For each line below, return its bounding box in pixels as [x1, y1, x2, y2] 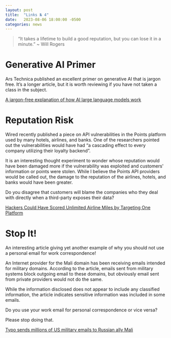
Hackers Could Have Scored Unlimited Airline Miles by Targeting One [5, 205, 151, 211]
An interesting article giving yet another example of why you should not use [5, 245, 164, 251]
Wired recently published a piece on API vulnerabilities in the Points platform [5, 131, 166, 138]
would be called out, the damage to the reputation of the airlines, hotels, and [5, 174, 166, 180]
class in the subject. [5, 87, 47, 93]
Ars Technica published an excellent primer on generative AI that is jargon [5, 76, 161, 82]
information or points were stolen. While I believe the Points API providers [5, 168, 160, 175]
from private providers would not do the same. [5, 276, 103, 282]
